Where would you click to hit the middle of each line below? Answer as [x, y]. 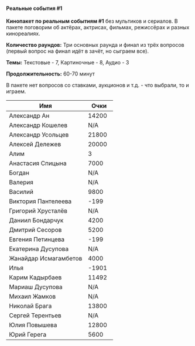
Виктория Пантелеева [40, 201]
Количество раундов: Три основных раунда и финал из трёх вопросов [95, 45]
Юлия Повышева [33, 325]
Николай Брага [30, 306]
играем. [16, 91]
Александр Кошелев [38, 125]
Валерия [21, 183]
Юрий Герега [28, 335]
